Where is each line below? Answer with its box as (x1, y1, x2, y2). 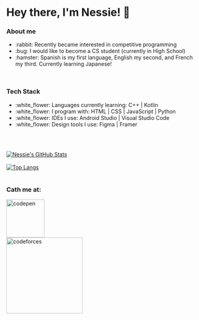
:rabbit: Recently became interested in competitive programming (15, 41, 177, 48)
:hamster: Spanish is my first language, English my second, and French (15, 54, 194, 61)
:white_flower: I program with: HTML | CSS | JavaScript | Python (15, 108, 176, 115)
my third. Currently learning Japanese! (15, 60, 112, 68)
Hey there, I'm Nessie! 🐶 (6, 5, 131, 19)
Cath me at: (6, 185, 41, 193)
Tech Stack (6, 88, 41, 96)
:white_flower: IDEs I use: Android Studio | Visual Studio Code (15, 114, 170, 121)
